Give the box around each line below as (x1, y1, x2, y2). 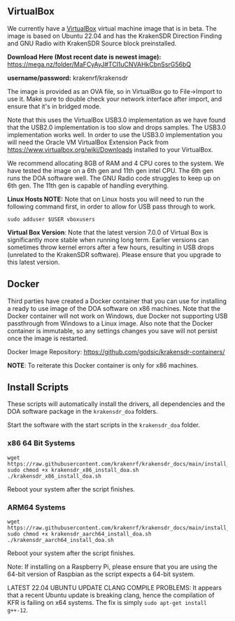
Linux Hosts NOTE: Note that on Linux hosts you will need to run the (7, 195, 205, 203)
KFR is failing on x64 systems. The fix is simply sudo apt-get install (7, 599, 208, 607)
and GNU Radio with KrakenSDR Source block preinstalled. (7, 39, 177, 48)
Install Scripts (7, 382, 69, 393)
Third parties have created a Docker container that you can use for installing (7, 297, 227, 305)
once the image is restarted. (7, 334, 89, 342)
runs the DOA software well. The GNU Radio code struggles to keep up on (7, 174, 220, 182)
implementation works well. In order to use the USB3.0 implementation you (7, 130, 222, 139)
